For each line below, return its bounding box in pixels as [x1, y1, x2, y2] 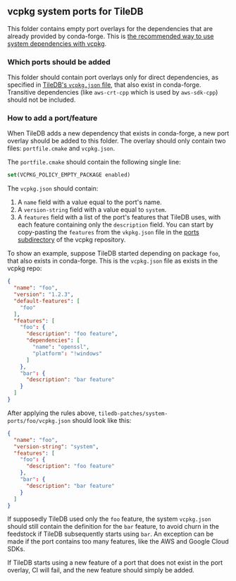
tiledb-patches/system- [98, 409, 168, 417]
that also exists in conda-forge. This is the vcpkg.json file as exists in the [7, 257, 218, 265]
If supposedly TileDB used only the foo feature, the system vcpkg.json [7, 515, 211, 523]
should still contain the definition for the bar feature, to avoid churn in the [7, 522, 220, 531]
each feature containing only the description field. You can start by [17, 220, 213, 229]
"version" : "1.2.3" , [13, 291, 74, 299]
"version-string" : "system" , [13, 443, 99, 450]
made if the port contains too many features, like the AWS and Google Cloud [7, 537, 229, 546]
